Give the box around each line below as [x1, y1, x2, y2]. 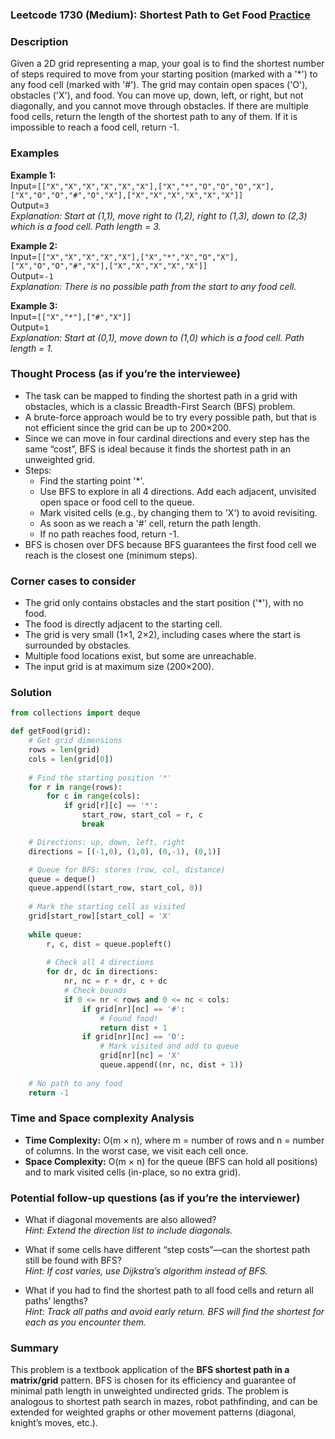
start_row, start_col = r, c [81, 810, 203, 820]
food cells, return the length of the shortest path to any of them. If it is [10, 111, 298, 123]
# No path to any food [28, 1078, 123, 1088]
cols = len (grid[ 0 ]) [28, 754, 114, 764]
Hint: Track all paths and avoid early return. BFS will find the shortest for [24, 1306, 325, 1318]
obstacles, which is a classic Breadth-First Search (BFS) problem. [24, 400, 296, 412]
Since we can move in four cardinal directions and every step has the [24, 432, 310, 444]
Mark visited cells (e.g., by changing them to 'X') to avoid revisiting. [39, 506, 318, 518]
